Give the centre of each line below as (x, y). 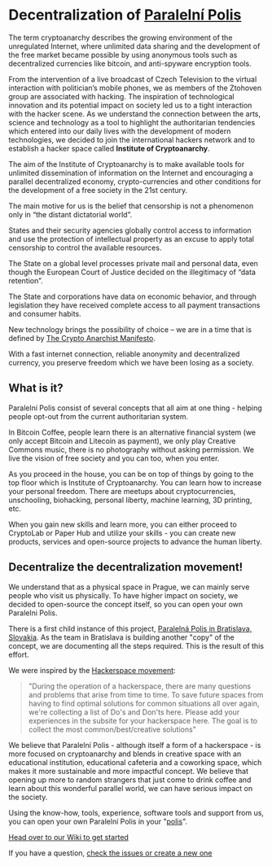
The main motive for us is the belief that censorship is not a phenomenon (131, 206)
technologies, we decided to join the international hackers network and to (132, 139)
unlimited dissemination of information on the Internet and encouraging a (131, 173)
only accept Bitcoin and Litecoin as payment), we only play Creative (122, 440)
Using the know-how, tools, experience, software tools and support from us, (136, 812)
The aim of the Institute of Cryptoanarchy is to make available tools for (127, 164)
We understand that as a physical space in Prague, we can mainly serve (129, 587)
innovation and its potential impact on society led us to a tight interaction (130, 105)
